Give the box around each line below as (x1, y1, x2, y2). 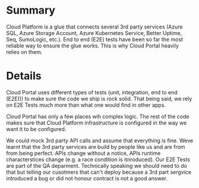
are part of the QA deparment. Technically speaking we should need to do (6, 162, 187, 169)
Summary (6, 4, 55, 17)
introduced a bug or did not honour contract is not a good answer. (6, 174, 168, 181)
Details (6, 69, 42, 83)
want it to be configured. (6, 125, 67, 132)
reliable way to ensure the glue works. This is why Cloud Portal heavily (6, 42, 179, 49)
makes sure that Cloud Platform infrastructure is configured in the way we (6, 119, 187, 126)
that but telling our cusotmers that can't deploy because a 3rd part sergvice (6, 168, 192, 176)
